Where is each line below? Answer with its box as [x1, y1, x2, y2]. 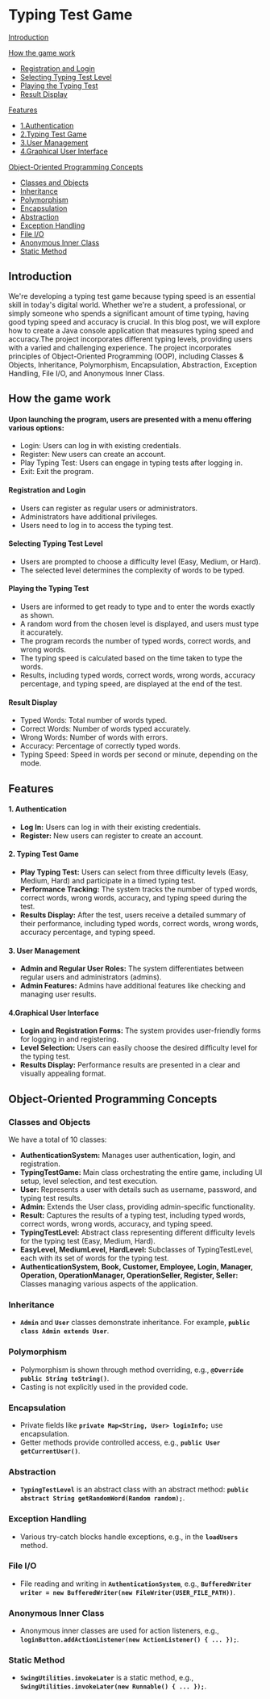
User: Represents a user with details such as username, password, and [19, 1185, 257, 1194]
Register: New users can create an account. [19, 450, 166, 459]
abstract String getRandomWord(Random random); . [19, 1493, 185, 1503]
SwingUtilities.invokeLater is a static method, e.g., [19, 1673, 194, 1683]
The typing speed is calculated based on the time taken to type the [19, 652, 243, 663]
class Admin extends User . [19, 1326, 110, 1336]
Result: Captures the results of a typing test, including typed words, [19, 1210, 246, 1220]
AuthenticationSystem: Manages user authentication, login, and [19, 1151, 236, 1160]
